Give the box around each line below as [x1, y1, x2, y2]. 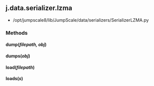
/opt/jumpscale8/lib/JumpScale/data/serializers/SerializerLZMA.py [12, 17, 149, 23]
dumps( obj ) [5, 53, 30, 59]
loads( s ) [5, 76, 23, 82]
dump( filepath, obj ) [5, 42, 47, 47]
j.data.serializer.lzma [5, 4, 72, 12]
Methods [5, 29, 28, 36]
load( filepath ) [5, 64, 35, 70]
